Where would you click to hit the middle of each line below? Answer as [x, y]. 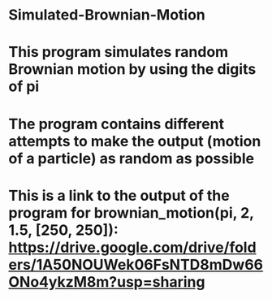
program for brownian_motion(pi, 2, [131, 212]
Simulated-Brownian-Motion [107, 15]
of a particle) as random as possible [131, 158]
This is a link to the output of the [119, 195]
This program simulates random [119, 52]
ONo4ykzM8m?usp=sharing [107, 282]
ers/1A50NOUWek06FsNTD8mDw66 [136, 264]
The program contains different [117, 124]
